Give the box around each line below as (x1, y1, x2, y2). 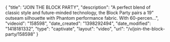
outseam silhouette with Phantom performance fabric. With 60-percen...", (5, 15, 159, 21)
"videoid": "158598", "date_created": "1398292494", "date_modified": (5, 20, 151, 26)
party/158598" (5, 31, 36, 37)
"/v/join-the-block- (126, 26, 165, 32)
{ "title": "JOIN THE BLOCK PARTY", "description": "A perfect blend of (5, 5, 151, 10)
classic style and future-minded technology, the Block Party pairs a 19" (5, 10, 154, 16)
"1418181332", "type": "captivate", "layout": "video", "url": (5, 26, 125, 32)
